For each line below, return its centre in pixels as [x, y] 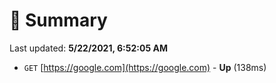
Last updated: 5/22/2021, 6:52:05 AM [88, 48]
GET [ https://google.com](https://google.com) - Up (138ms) [145, 67]
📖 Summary [58, 20]
